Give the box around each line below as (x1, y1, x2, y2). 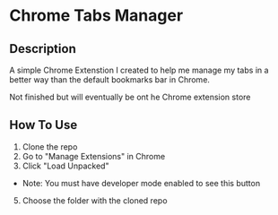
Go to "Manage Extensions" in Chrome (22, 150, 166, 161)
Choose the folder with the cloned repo (22, 194, 168, 206)
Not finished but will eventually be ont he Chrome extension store (9, 91, 251, 102)
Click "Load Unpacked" (22, 160, 109, 171)
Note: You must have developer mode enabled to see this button (22, 177, 261, 188)
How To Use (9, 117, 78, 133)
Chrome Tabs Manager (9, 5, 184, 26)
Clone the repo (22, 141, 78, 152)
